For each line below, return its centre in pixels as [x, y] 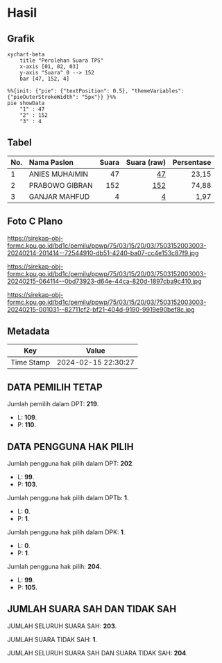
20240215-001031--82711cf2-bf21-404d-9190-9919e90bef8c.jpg [101, 309]
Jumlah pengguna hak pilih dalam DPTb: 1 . [68, 498]
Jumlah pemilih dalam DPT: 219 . [53, 404]
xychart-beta [26, 54]
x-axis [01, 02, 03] [49, 67]
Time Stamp [31, 362]
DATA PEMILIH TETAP [55, 387]
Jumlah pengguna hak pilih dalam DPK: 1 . [66, 532]
